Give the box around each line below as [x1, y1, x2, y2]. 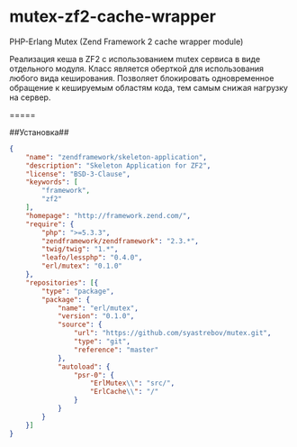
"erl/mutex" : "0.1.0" [41, 261, 123, 271]
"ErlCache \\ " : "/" [89, 388, 159, 397]
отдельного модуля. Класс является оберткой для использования [9, 63, 264, 74]
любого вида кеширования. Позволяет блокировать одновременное [9, 72, 274, 83]
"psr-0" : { [73, 370, 115, 379]
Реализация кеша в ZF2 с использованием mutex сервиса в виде [9, 53, 261, 64]
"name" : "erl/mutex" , [57, 304, 139, 313]
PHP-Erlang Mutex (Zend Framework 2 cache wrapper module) [9, 36, 244, 47]
